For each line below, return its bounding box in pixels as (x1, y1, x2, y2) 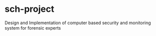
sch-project (4, 3, 55, 15)
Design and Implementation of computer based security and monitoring (4, 20, 151, 26)
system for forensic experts (4, 25, 61, 31)
